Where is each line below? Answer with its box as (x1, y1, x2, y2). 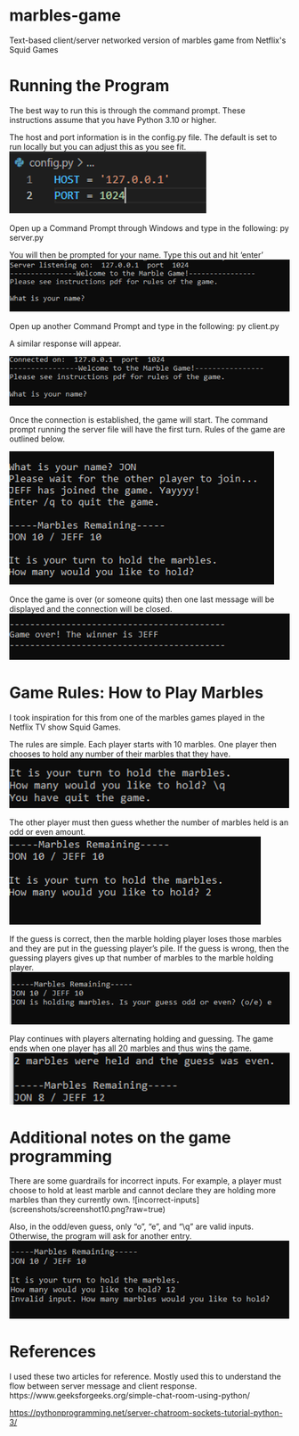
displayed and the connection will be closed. (9, 603, 173, 614)
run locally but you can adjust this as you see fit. (9, 141, 187, 152)
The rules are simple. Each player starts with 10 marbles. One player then (9, 739, 278, 750)
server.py (9, 232, 44, 243)
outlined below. (9, 433, 65, 444)
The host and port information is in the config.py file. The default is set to (9, 131, 278, 143)
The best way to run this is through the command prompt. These (9, 104, 246, 116)
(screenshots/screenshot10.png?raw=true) (9, 1204, 166, 1215)
